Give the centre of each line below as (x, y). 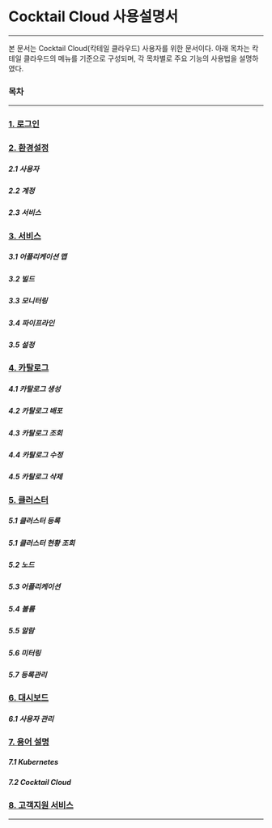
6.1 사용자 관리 (31, 719)
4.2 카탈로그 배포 (36, 411)
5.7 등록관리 (28, 675)
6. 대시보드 (29, 698)
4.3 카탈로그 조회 (36, 433)
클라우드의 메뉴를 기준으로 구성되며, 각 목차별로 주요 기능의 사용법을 (130, 58)
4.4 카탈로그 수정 (36, 454)
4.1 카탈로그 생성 (34, 388)
